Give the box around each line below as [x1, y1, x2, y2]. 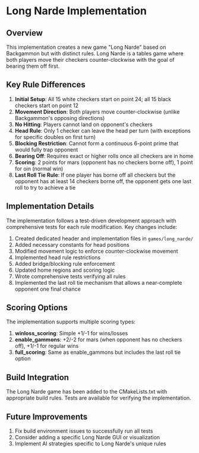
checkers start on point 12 [14, 102, 79, 109]
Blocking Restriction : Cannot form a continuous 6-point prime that [14, 140, 179, 147]
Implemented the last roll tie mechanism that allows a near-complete [14, 279, 182, 286]
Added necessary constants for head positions [14, 241, 129, 248]
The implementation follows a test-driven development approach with [6, 217, 176, 224]
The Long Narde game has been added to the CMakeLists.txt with [6, 388, 168, 395]
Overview [6, 28, 43, 38]
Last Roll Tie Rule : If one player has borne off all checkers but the [14, 171, 176, 178]
